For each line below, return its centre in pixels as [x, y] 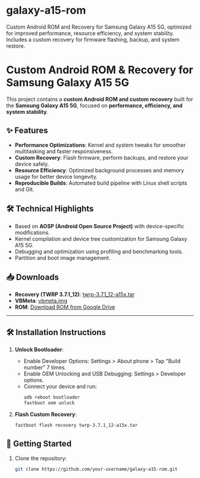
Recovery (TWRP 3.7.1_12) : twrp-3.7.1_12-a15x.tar [75, 294]
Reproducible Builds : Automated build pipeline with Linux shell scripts [101, 183]
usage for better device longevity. [56, 176]
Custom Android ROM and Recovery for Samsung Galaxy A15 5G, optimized [99, 27]
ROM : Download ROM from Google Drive [65, 307]
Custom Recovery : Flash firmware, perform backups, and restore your [101, 157]
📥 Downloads [33, 277]
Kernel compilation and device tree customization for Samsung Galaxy [101, 238]
